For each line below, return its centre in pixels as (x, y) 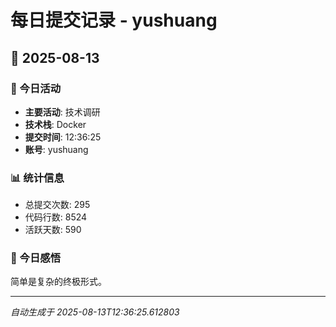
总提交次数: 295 (57, 205)
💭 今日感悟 (36, 258)
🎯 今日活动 (36, 88)
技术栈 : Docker (55, 124)
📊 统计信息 (37, 178)
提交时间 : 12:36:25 (63, 137)
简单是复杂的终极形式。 (58, 282)
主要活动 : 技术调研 (62, 112)
